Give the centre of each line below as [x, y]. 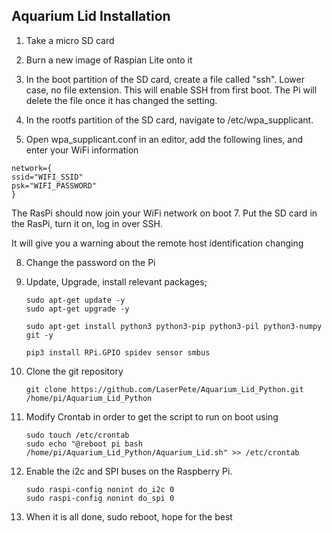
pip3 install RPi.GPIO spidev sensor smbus [118, 352]
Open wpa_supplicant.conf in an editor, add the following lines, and [164, 139]
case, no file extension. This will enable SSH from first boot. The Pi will [171, 90]
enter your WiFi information [82, 150]
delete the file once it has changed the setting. [121, 100]
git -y [39, 335]
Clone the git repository [74, 371]
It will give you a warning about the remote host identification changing [157, 243]
